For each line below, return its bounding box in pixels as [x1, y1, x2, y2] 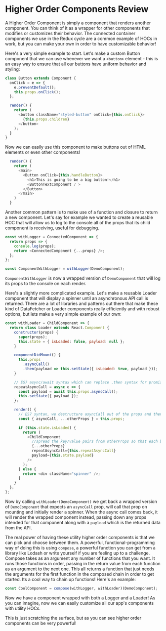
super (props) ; [18, 335, 48, 339]
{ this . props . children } [23, 117, 70, 122]
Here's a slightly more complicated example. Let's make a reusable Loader [5, 290, 157, 296]
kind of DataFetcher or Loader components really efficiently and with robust [5, 306, 160, 312]
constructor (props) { [14, 330, 58, 335]
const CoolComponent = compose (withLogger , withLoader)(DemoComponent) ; [5, 586, 158, 591]
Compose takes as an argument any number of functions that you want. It [5, 555, 155, 561]
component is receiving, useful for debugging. [5, 225, 100, 231]
